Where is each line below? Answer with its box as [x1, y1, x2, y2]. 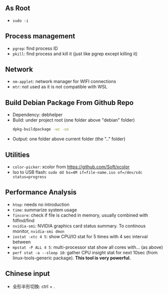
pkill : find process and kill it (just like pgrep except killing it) [12, 50, 138, 57]
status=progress [12, 174, 47, 179]
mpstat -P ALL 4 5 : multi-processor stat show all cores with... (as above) [12, 244, 163, 250]
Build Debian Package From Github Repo [5, 98, 134, 107]
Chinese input [5, 269, 50, 278]
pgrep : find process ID [12, 45, 58, 51]
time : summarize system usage [12, 207, 77, 213]
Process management [5, 32, 75, 41]
